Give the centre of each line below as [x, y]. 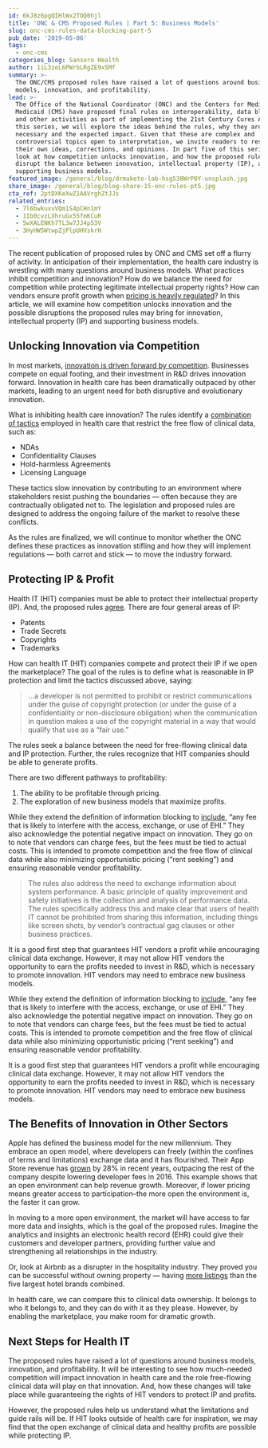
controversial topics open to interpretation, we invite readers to [132, 142]
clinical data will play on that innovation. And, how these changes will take [130, 1386]
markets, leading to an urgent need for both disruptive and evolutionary [126, 391]
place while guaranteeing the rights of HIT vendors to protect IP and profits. [132, 1395]
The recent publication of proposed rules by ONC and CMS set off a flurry [130, 253]
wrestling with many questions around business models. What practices [126, 270]
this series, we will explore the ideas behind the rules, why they [132, 127]
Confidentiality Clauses [58, 455]
